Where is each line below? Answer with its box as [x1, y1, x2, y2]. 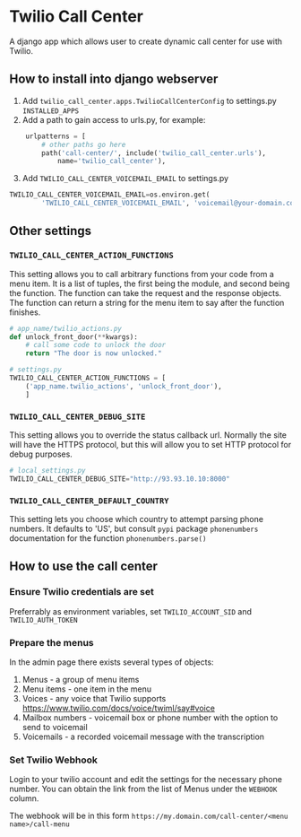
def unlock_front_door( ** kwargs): [9, 332, 139, 342]
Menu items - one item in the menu [21, 684, 152, 694]
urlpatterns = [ [25, 132, 87, 141]
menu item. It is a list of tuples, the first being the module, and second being [9, 278, 290, 289]
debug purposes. [9, 449, 73, 459]
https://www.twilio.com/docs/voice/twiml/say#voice [21, 702, 215, 714]
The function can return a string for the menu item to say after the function [9, 297, 285, 308]
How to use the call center [9, 559, 159, 574]
